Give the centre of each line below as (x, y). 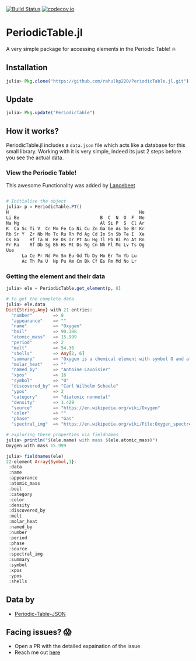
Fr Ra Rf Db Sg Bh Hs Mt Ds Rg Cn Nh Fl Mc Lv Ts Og (75, 245)
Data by (20, 600)
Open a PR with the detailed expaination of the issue (77, 646)
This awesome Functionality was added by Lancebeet (71, 186)
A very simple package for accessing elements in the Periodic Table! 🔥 (91, 49)
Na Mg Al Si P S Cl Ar (75, 223)
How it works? (33, 131)
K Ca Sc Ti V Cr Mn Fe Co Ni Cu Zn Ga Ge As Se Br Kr (75, 228)
